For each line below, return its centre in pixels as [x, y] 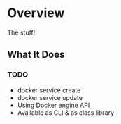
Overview [36, 13]
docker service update [50, 97]
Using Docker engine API [54, 105]
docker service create [49, 90]
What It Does [36, 55]
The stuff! [21, 32]
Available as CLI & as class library [65, 112]
